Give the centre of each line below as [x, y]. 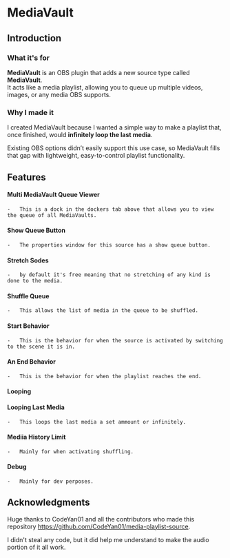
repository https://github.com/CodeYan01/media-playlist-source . [99, 526]
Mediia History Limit [36, 437]
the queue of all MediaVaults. [52, 215]
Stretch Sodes [28, 260]
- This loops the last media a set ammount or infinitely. [97, 422]
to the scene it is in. [41, 347]
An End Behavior [32, 362]
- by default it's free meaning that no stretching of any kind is [109, 275]
